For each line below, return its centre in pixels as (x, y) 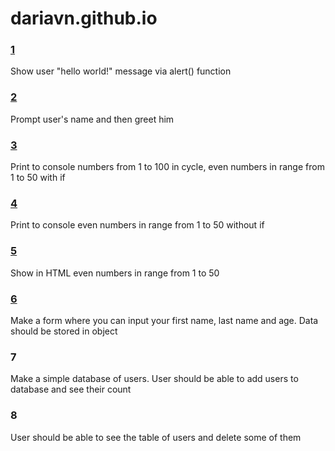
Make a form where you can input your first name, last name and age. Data (164, 320)
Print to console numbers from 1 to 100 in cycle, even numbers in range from (167, 167)
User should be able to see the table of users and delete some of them (156, 437)
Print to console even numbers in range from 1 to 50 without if (137, 225)
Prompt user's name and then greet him (92, 119)
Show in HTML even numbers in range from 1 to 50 (115, 273)
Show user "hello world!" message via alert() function (121, 71)
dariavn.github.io (84, 18)
